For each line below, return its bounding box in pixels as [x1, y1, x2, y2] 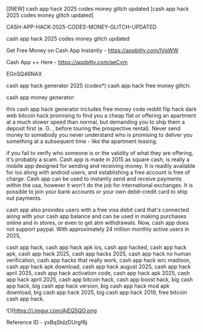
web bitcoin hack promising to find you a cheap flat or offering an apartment [6, 112, 196, 119]
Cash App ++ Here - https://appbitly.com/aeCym [6, 59, 128, 65]
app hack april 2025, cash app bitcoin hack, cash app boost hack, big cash [6, 276, 193, 283]
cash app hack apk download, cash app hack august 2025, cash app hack [6, 263, 192, 270]
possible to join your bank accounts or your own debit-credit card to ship [6, 188, 188, 195]
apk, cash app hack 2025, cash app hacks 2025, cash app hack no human [6, 250, 192, 257]
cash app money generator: [6, 94, 76, 101]
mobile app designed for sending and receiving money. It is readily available [6, 162, 196, 169]
